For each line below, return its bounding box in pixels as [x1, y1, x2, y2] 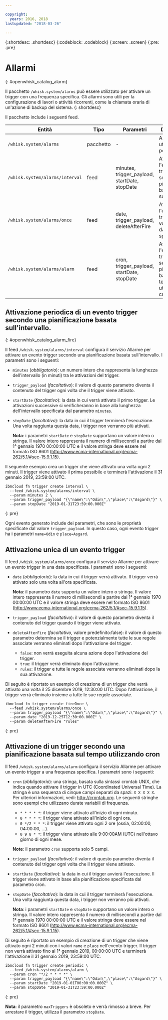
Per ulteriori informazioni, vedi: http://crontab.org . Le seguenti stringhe [12, 794, 158, 801]
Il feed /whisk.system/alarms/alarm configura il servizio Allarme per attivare [5, 763, 161, 770]
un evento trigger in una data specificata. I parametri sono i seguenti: [5, 564, 147, 570]
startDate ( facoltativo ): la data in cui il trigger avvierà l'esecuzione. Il [12, 870, 155, 876]
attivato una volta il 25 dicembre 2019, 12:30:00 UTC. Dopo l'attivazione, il [5, 686, 157, 692]
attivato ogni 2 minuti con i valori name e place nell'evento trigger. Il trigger [5, 942, 157, 949]
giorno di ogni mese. [19, 836, 62, 842]
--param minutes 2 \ [9, 493, 52, 498]
